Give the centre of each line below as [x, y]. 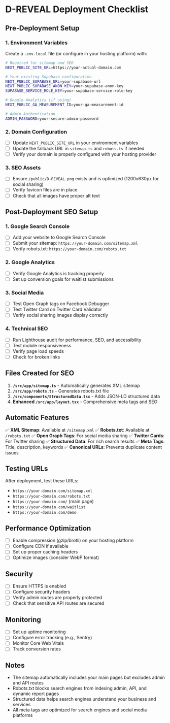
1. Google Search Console [38, 226]
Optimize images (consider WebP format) [56, 557]
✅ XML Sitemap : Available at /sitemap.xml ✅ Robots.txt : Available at [77, 430]
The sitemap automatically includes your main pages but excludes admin [89, 678]
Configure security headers [41, 592]
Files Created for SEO [40, 373]
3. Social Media [25, 292]
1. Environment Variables [37, 43]
